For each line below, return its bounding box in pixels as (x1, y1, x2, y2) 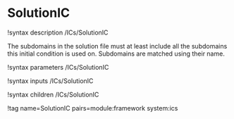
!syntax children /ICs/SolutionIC (7, 90, 99, 99)
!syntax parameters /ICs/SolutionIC (7, 63, 109, 71)
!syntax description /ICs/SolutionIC (7, 28, 109, 37)
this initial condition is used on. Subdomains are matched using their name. (7, 49, 226, 58)
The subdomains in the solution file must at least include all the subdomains (7, 42, 228, 50)
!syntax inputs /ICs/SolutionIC (7, 76, 94, 85)
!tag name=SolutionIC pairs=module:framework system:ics (7, 104, 178, 112)
